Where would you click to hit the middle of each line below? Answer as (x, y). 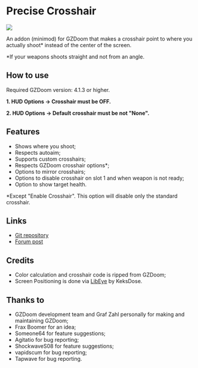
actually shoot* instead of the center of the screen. (69, 45)
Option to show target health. (51, 184)
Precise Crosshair (51, 11)
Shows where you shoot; (45, 146)
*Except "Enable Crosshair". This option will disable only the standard (92, 196)
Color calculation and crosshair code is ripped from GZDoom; (90, 275)
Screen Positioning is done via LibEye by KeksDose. (78, 281)
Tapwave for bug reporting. (48, 359)
